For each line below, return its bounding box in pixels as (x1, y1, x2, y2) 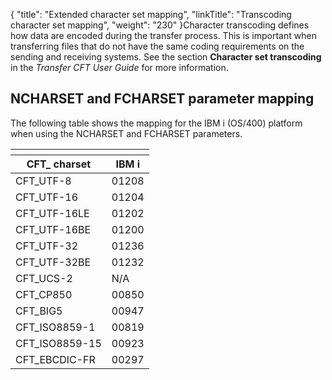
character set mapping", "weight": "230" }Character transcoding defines (10, 19, 310, 31)
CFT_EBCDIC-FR (15, 352, 96, 366)
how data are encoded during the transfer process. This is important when (10, 30, 317, 41)
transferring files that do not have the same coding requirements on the (10, 40, 305, 52)
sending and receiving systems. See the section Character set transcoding (10, 51, 322, 63)
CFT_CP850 (15, 287, 73, 301)
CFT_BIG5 (15, 304, 63, 318)
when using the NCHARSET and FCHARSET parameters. (10, 127, 243, 139)
